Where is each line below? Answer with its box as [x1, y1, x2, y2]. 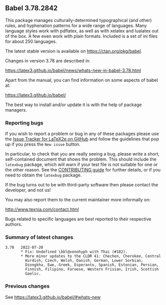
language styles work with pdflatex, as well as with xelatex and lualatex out [5, 27, 159, 34]
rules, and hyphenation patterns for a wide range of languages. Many [5, 22, 147, 28]
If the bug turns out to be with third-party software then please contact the [5, 182, 158, 188]
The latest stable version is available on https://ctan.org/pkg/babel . [5, 48, 143, 54]
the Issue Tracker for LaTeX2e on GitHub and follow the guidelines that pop [5, 136, 159, 142]
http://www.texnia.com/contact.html [5, 206, 79, 212]
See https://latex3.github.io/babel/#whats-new [5, 294, 101, 300]
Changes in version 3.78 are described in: [5, 57, 91, 64]
